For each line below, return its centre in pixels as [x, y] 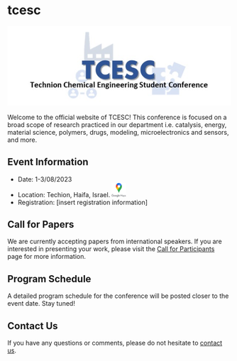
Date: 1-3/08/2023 [45, 179]
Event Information [48, 162]
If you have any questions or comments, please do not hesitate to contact [115, 343]
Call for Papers [41, 224]
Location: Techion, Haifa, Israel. [64, 194]
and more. [22, 140]
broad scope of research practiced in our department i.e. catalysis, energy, [117, 124]
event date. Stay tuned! [42, 304]
